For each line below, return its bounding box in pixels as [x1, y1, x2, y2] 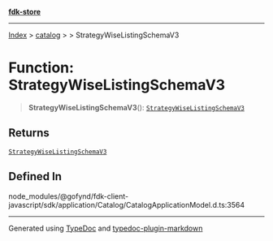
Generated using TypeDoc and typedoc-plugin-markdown [8, 223, 203, 233]
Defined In [8, 170, 63, 183]
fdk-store [8, 7, 41, 16]
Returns [8, 126, 50, 140]
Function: [8, 58, 75, 77]
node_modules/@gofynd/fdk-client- [8, 191, 128, 201]
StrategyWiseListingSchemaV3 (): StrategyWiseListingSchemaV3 [28, 102, 245, 112]
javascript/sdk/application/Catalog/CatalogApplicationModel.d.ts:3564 [8, 200, 245, 209]
